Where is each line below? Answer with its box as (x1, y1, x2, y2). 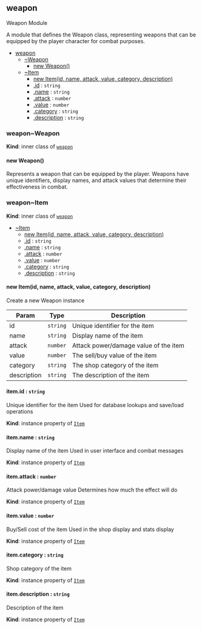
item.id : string (6, 387, 45, 395)
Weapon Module (6, 19, 47, 26)
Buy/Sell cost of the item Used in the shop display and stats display (6, 526, 174, 533)
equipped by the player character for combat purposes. (6, 37, 146, 44)
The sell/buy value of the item (72, 351, 157, 360)
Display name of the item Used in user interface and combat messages (6, 447, 184, 454)
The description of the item (72, 370, 150, 379)
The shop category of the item (72, 361, 159, 369)
